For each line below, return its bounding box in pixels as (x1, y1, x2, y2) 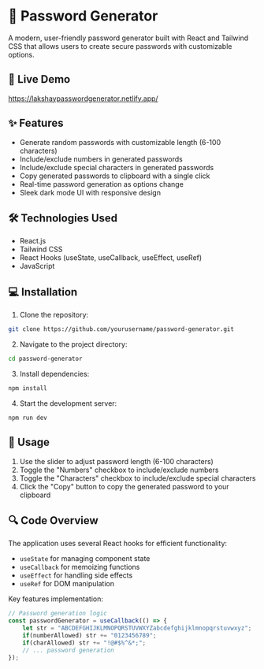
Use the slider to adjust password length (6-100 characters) (19, 456, 214, 466)
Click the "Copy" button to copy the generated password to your (19, 481, 230, 491)
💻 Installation (8, 285, 78, 299)
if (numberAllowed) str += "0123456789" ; (22, 631, 157, 639)
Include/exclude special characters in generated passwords (19, 162, 214, 172)
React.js (19, 236, 46, 246)
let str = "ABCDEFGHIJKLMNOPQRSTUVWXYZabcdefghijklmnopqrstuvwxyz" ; (22, 624, 252, 633)
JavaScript (19, 262, 55, 271)
